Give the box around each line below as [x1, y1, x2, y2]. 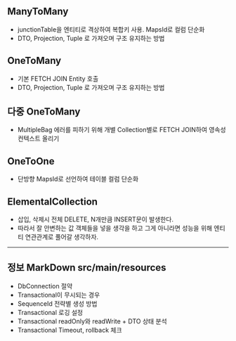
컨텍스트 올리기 [17, 134, 60, 143]
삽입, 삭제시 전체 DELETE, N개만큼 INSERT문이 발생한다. [17, 215, 174, 224]
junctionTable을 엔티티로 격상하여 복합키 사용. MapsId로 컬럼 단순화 [17, 25, 205, 34]
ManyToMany [7, 6, 69, 18]
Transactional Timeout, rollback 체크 [17, 326, 122, 334]
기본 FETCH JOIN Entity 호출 [17, 74, 99, 83]
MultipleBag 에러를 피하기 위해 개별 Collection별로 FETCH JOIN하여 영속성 [17, 126, 226, 134]
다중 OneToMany [7, 105, 81, 118]
